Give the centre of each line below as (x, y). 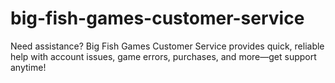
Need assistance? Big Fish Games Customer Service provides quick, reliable (167, 46)
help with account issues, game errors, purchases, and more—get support (163, 56)
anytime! (28, 67)
